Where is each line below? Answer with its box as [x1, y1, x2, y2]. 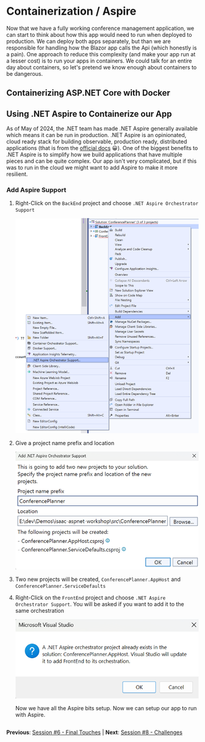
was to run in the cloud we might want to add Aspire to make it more [6, 164, 178, 171]
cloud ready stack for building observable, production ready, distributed [6, 138, 187, 145]
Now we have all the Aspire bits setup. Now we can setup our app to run [15, 704, 197, 711]
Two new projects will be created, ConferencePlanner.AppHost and [15, 575, 181, 583]
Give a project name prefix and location [15, 440, 115, 447]
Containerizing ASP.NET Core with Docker [6, 88, 171, 99]
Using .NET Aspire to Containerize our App [6, 108, 172, 119]
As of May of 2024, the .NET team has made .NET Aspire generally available [6, 125, 198, 132]
